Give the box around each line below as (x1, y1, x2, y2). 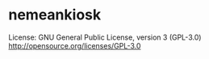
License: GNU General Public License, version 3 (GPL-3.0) (8, 32, 202, 42)
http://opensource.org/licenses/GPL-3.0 (8, 40, 141, 50)
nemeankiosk (8, 6, 102, 24)
